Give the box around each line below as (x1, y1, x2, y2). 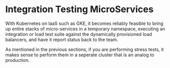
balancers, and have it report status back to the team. (5, 37, 119, 43)
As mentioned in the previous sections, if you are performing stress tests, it (5, 46, 164, 52)
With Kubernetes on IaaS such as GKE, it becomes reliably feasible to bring (5, 20, 164, 26)
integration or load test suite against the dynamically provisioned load (5, 31, 152, 37)
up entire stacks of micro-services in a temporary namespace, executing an (5, 25, 165, 31)
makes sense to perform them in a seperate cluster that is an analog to (5, 52, 155, 58)
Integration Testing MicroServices (5, 4, 154, 15)
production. (5, 57, 30, 63)
